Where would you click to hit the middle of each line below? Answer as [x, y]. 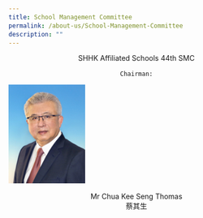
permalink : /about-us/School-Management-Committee [96, 26]
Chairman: [136, 74]
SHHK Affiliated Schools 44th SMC [136, 58]
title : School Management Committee [70, 17]
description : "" [36, 34]
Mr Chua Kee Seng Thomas [136, 196]
